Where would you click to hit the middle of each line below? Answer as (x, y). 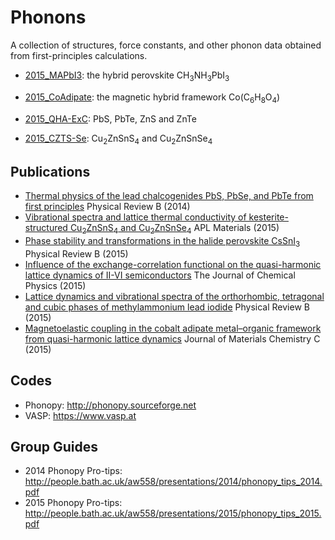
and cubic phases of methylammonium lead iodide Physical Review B (167, 307)
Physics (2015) (55, 285)
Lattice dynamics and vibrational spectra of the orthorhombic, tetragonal (174, 296)
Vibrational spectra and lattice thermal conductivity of (135, 217)
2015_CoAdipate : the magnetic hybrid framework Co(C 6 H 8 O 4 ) (152, 98)
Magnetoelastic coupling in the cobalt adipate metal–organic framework (173, 328)
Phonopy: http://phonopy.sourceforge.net (110, 405)
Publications (50, 171)
